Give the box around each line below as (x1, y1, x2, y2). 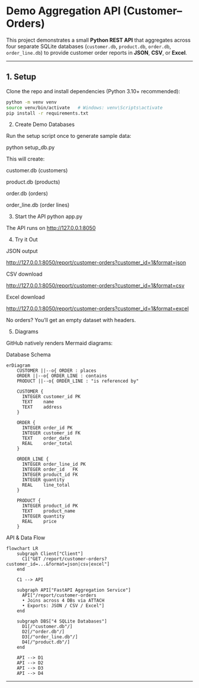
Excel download (6, 293, 46, 301)
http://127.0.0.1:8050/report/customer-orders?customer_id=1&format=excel (6, 305, 189, 313)
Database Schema (6, 351, 52, 358)
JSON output (6, 248, 38, 255)
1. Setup (6, 72, 37, 82)
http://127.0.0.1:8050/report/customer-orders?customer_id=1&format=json (6, 259, 187, 266)
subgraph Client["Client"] (17, 551, 84, 557)
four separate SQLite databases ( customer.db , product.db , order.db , (6, 43, 172, 50)
